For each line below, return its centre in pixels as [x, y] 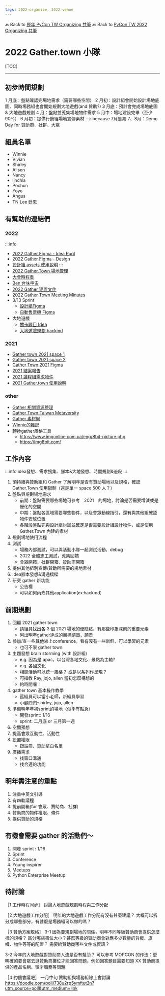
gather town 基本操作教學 [38, 690]
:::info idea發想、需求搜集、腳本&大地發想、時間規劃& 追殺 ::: [66, 472]
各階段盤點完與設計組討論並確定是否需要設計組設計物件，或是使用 [86, 525]
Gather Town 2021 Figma [37, 365]
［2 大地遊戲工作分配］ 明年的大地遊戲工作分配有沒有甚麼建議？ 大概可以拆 [82, 915]
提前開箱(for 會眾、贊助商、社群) [45, 806]
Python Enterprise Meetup [39, 875]
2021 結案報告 [26, 371]
